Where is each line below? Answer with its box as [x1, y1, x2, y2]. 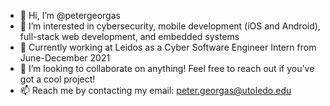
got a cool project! [19, 73, 96, 85]
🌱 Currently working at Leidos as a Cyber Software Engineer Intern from [19, 41, 317, 53]
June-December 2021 [19, 52, 111, 64]
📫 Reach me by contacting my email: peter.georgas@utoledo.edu [19, 85, 292, 96]
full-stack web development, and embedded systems [19, 31, 240, 42]
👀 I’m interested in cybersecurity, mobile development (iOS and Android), [19, 20, 321, 32]
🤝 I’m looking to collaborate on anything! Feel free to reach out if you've [19, 63, 315, 74]
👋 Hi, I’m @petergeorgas [19, 10, 121, 21]
